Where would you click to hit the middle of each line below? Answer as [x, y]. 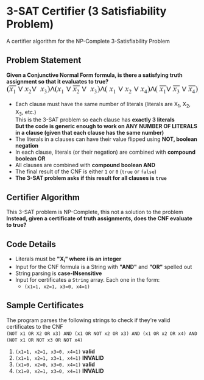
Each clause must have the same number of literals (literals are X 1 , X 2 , [103, 105]
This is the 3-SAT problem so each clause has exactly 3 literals [95, 120]
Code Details [31, 244]
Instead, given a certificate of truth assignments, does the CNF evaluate [100, 218]
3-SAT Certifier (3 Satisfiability [86, 11]
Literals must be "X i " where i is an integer [68, 259]
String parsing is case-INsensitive [58, 273]
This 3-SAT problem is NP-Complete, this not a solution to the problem [95, 212]
